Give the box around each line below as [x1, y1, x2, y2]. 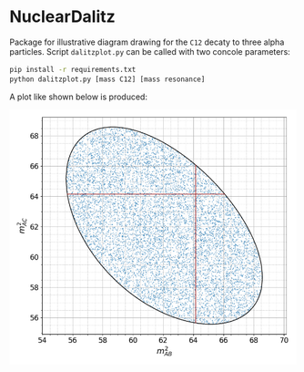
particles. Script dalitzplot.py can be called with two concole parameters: [9, 46, 291, 57]
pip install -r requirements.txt [9, 65, 137, 74]
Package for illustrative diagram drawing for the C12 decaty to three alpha [9, 36, 285, 47]
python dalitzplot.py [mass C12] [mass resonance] [9, 75, 206, 84]
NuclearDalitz [9, 6, 116, 27]
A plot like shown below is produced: [9, 91, 148, 102]
